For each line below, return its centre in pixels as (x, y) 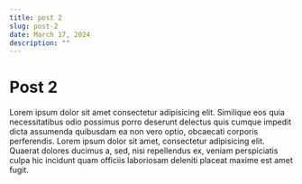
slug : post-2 (34, 26)
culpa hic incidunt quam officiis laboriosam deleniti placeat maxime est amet (151, 161)
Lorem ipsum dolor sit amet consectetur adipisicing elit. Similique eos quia (147, 113)
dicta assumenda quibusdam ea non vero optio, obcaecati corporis (134, 132)
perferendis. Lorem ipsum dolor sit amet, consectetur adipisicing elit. (137, 142)
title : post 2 (36, 18)
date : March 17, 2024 (50, 34)
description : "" (40, 43)
